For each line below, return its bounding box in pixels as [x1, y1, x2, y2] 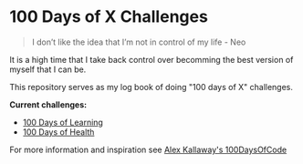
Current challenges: [9, 98, 88, 110]
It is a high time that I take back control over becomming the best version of [9, 54, 294, 65]
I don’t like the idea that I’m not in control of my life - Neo [31, 36, 246, 47]
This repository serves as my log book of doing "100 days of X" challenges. [9, 81, 294, 92]
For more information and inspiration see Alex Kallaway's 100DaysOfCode [9, 144, 287, 155]
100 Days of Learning [22, 117, 103, 128]
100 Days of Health [22, 126, 95, 138]
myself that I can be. [9, 64, 87, 75]
